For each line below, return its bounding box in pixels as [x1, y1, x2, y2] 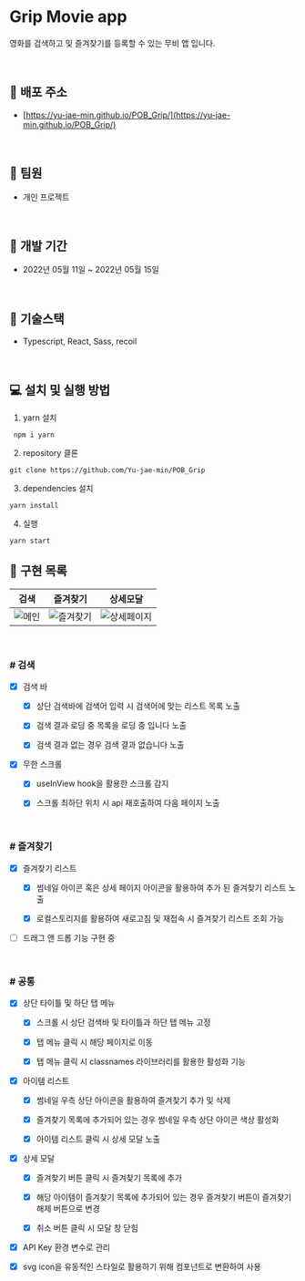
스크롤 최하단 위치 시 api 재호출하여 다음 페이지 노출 [36, 798, 220, 809]
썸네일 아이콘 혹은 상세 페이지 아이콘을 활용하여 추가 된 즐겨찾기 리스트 [36, 882, 287, 893]
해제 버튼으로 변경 [36, 1204, 100, 1214]
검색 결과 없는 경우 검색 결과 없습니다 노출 [36, 739, 185, 750]
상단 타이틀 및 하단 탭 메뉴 [22, 997, 116, 1008]
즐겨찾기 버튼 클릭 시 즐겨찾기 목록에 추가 [36, 1172, 183, 1183]
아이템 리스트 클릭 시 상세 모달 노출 [36, 1133, 161, 1144]
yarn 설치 [22, 412, 57, 423]
